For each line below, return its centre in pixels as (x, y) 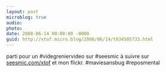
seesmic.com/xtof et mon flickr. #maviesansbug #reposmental (83, 62)
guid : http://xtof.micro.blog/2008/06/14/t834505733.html (80, 39)
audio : (14, 23)
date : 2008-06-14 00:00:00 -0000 (48, 34)
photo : (14, 28)
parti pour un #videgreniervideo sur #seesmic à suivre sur (78, 56)
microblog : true (26, 17)
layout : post (22, 12)
